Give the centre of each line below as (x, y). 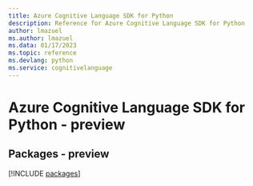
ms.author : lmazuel (41, 38)
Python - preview (67, 124)
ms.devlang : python (41, 61)
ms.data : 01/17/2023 (43, 46)
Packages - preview (59, 154)
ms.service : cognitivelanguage (60, 68)
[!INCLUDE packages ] (44, 173)
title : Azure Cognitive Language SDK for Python (91, 16)
